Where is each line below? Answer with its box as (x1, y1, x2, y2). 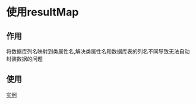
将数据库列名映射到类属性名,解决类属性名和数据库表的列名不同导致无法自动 (6, 48, 190, 55)
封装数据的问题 (6, 55, 43, 62)
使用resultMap (6, 5, 79, 19)
